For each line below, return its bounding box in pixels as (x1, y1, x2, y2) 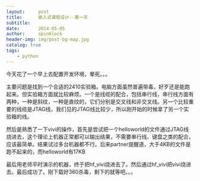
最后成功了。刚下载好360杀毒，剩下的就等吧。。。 (16, 168, 136, 175)
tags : (6, 48, 20, 54)
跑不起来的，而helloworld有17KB (6, 148, 86, 155)
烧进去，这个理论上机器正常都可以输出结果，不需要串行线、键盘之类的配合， (6, 133, 194, 140)
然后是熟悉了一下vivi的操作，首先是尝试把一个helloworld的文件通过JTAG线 (6, 125, 189, 133)
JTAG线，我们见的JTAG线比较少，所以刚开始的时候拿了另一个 (32, 105, 184, 112)
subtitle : (6, 20, 31, 26)
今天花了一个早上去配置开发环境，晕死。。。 (6, 70, 111, 78)
